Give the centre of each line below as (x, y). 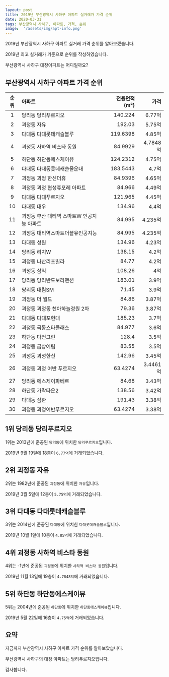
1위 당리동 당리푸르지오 (39, 429)
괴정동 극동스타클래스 (45, 327)
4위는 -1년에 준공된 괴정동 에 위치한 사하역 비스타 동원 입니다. (62, 566)
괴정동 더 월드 (37, 299)
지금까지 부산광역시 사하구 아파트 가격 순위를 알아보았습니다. (64, 648)
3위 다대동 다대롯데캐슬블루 (46, 511)
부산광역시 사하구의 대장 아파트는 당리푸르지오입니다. (57, 659)
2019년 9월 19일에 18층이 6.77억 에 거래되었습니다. (55, 453)
